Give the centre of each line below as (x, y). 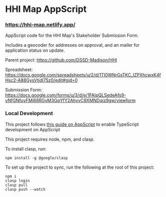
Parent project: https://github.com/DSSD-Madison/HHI (61, 60)
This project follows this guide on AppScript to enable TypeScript (72, 124)
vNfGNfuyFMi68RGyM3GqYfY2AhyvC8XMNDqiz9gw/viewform (71, 100)
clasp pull (16, 185)
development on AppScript (33, 129)
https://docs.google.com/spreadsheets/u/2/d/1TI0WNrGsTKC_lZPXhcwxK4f (83, 75)
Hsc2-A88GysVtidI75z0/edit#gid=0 (42, 80)
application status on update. (35, 50)
